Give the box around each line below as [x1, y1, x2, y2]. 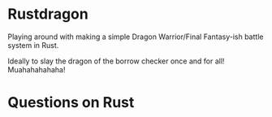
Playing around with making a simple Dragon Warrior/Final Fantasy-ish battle [7, 32, 264, 41]
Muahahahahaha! [7, 64, 66, 74]
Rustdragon [7, 5, 89, 24]
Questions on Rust [7, 93, 135, 112]
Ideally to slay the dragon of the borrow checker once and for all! [7, 56, 225, 66]
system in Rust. [7, 40, 59, 50]
